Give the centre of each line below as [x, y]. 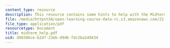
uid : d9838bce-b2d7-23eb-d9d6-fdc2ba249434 [52, 38]
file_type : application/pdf [35, 24]
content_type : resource [30, 10]
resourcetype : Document [30, 28]
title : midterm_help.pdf [31, 33]
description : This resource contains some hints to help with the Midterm [86, 14]
